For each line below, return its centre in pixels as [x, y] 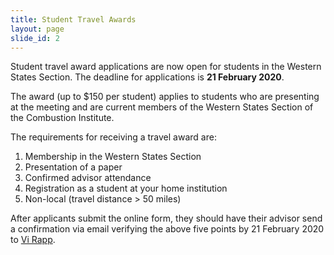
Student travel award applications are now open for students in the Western [166, 67]
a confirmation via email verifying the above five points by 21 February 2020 [167, 229]
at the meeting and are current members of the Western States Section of [162, 107]
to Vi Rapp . [33, 240]
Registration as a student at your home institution [126, 188]
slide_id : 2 [35, 38]
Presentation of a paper [73, 167]
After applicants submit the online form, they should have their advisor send [166, 218]
